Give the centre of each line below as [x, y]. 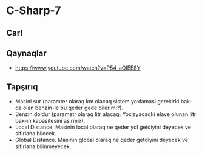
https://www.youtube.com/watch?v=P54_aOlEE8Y [78, 68]
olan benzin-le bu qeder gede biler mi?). [73, 108]
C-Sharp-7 [34, 11]
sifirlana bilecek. [35, 134]
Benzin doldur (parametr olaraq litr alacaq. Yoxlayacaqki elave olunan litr [106, 114]
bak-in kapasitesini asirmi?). [50, 121]
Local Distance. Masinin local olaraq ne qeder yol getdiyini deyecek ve [103, 127]
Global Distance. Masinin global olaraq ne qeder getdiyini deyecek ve [102, 140]
